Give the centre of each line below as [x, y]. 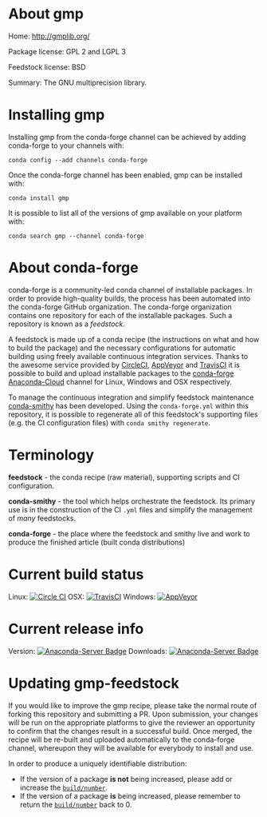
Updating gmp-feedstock [94, 683]
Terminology [51, 455]
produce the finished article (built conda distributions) [97, 542]
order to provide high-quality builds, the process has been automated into [130, 298]
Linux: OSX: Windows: [82, 596]
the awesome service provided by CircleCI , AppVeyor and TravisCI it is [124, 365]
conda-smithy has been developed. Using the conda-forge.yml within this [129, 405]
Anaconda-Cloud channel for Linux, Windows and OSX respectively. [120, 381]
